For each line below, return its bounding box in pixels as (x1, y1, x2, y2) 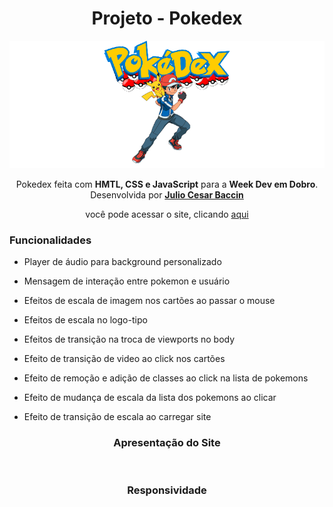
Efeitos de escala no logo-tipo (23, 314, 148, 326)
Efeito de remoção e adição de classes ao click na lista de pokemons (23, 372, 309, 384)
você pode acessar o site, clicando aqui (85, 208, 249, 220)
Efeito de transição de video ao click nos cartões (23, 353, 226, 365)
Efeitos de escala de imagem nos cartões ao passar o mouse (23, 295, 276, 307)
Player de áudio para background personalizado (23, 256, 222, 268)
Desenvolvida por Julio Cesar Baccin (90, 188, 244, 201)
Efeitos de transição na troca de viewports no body (23, 333, 236, 346)
